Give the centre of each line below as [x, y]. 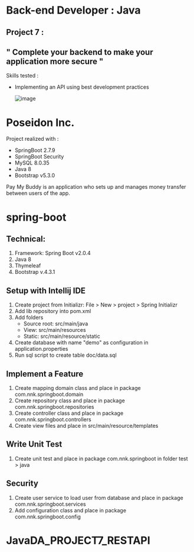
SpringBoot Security [39, 157]
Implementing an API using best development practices [82, 87]
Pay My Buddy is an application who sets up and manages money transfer [96, 187]
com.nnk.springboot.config [48, 517]
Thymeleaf [28, 266]
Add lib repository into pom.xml [53, 311]
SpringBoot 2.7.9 [35, 150]
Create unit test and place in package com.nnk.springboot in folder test [101, 459]
